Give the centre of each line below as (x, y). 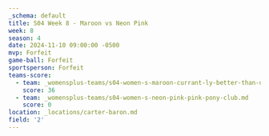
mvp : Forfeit (30, 53)
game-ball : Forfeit (41, 61)
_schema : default (37, 16)
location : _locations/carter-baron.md (73, 113)
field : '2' (26, 120)
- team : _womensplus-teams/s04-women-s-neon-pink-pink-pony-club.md (132, 98)
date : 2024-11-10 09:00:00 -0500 (64, 46)
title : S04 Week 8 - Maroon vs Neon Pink (78, 23)
